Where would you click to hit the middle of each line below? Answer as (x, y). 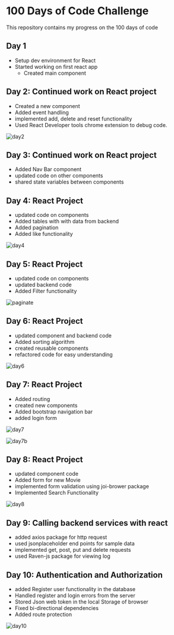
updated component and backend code (63, 335)
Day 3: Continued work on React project (82, 155)
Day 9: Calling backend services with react (87, 523)
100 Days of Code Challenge (77, 11)
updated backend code (43, 285)
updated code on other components (59, 176)
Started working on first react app (56, 67)
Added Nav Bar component (48, 169)
